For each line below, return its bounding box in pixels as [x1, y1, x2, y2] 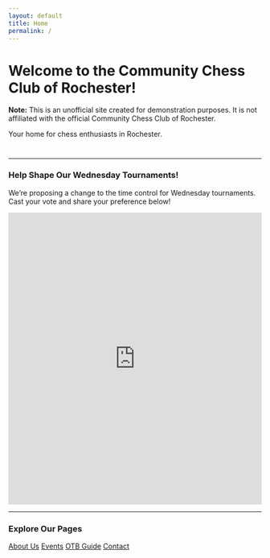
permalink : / [8, 27, 52, 35]
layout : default [8, 11, 63, 20]
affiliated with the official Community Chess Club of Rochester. [8, 114, 216, 123]
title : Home [8, 19, 48, 27]
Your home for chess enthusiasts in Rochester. [8, 130, 162, 139]
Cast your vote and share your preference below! [8, 196, 171, 206]
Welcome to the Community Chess [8, 61, 246, 80]
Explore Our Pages [8, 523, 83, 534]
